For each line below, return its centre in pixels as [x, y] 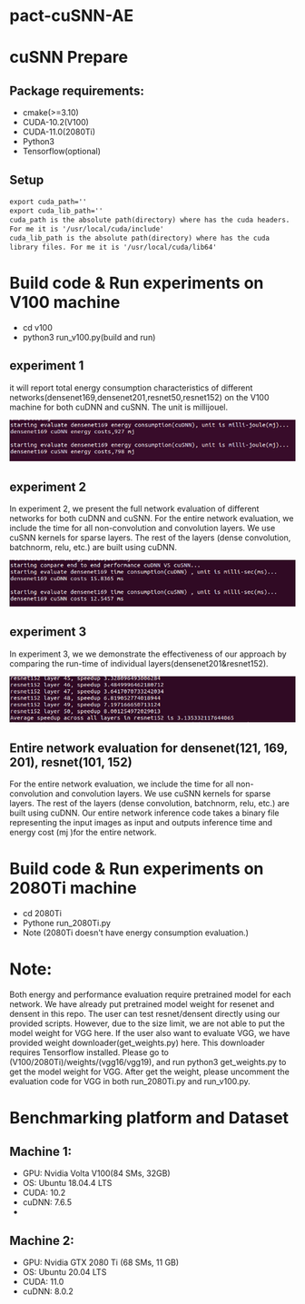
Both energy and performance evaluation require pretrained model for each [150, 994]
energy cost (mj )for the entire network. [83, 833]
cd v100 [37, 327]
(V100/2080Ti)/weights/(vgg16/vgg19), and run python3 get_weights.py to [148, 1062]
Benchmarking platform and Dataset [149, 1118]
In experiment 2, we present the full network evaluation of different [134, 509]
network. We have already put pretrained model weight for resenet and [142, 1004]
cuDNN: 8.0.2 [48, 1291]
